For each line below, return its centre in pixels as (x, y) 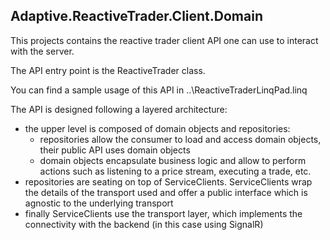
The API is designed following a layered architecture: (119, 109)
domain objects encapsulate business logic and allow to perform (173, 160)
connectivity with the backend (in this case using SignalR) (144, 224)
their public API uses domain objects (115, 150)
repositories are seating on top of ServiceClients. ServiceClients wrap (168, 181)
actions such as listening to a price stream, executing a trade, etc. (175, 171)
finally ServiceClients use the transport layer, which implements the (163, 213)
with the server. (42, 51)
